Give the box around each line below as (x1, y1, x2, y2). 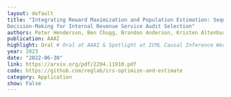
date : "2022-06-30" (7, 55, 63, 61)
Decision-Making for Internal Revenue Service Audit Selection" (7, 23, 195, 29)
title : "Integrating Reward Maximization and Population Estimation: (7, 16, 211, 23)
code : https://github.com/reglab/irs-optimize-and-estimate (7, 67, 184, 74)
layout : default (7, 10, 54, 17)
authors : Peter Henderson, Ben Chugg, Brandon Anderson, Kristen (7, 29, 198, 36)
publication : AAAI (7, 36, 60, 42)
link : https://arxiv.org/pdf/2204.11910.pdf (7, 61, 137, 68)
